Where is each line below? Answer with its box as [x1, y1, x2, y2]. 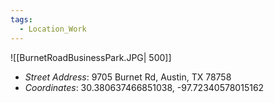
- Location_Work [19, 24, 87, 34]
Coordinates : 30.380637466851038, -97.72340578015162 [24, 81, 265, 93]
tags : [10, 14, 33, 25]
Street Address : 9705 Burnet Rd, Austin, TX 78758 [24, 71, 232, 83]
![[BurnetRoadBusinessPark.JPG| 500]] [10, 51, 172, 63]
